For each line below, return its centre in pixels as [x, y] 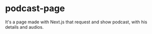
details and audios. [24, 27]
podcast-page [35, 8]
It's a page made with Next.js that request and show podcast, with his [76, 22]
